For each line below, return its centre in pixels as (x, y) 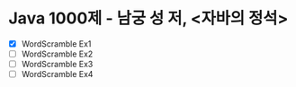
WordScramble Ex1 (56, 43)
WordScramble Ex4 (57, 74)
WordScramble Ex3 (57, 65)
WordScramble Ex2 (57, 54)
